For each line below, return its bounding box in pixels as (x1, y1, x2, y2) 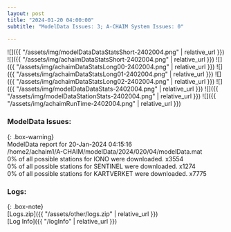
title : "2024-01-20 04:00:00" (7, 17, 95, 24)
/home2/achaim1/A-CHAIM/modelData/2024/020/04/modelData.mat (7, 147, 203, 156)
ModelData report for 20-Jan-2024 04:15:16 (7, 140, 133, 148)
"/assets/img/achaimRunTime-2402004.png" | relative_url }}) (7, 100, 181, 108)
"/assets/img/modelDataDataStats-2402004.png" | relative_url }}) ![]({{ (16, 84, 219, 93)
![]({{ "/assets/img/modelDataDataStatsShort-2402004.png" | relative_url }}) (7, 48, 225, 56)
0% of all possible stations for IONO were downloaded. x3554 (7, 154, 184, 163)
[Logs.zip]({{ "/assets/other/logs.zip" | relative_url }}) (7, 209, 158, 218)
